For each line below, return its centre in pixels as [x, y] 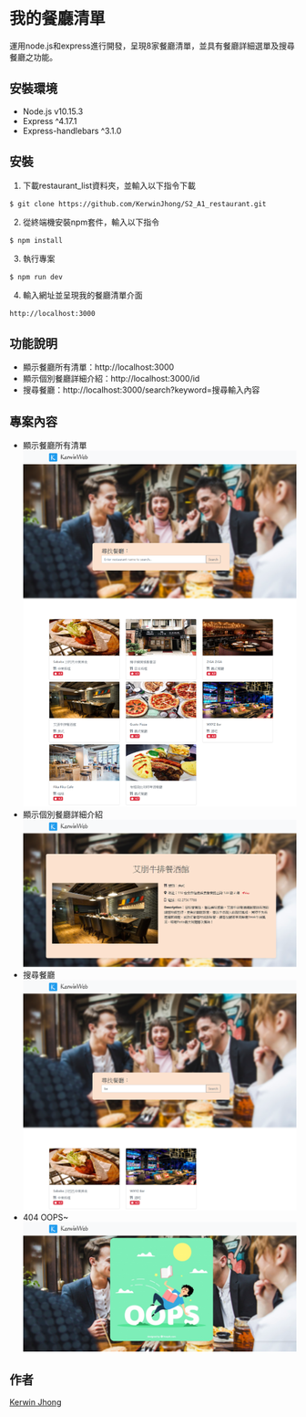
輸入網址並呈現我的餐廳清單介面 [82, 295]
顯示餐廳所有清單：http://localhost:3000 [98, 367]
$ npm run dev [36, 277]
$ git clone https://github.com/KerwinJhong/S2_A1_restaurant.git [138, 204]
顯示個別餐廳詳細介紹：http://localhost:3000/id [111, 379]
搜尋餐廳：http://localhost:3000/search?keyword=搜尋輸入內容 [141, 390]
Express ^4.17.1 [50, 121]
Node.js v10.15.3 [53, 111]
